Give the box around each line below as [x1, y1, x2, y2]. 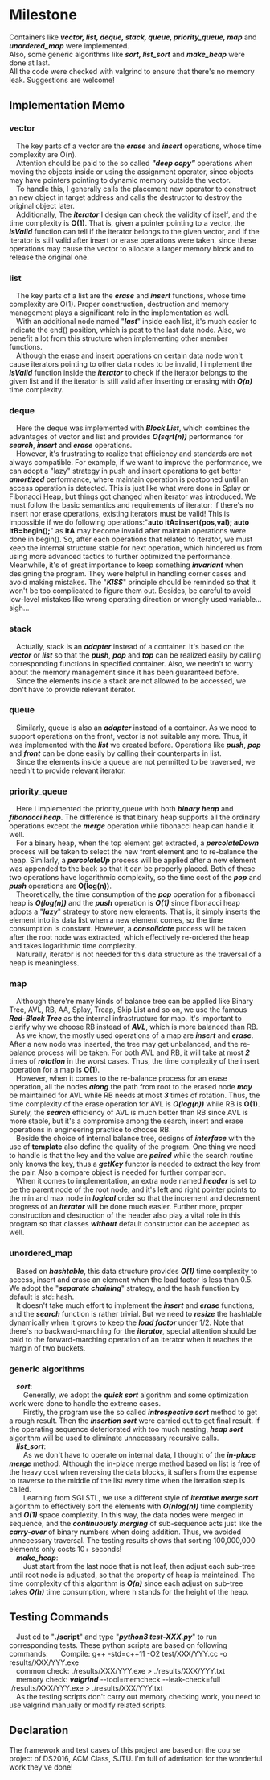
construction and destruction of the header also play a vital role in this [9, 1210, 241, 1220]
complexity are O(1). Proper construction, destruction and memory [9, 299, 229, 309]
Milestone [9, 6, 77, 24]
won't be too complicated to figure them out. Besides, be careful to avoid [9, 586, 252, 595]
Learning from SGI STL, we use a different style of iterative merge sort [23, 1493, 259, 1502]
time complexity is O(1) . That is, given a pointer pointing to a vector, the [9, 218, 246, 227]
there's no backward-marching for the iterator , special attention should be [9, 1326, 256, 1335]
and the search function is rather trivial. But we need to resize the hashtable [9, 1309, 262, 1318]
